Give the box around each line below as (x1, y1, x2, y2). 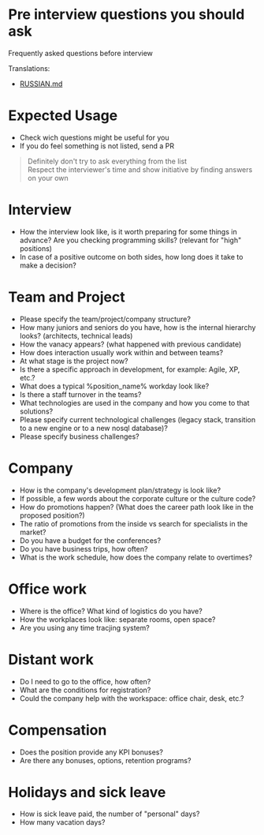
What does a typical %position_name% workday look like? (19, 381, 210, 391)
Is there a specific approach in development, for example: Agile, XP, (19, 365, 240, 374)
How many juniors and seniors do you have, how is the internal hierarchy (19, 322, 256, 332)
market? (19, 527, 46, 537)
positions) (19, 243, 53, 253)
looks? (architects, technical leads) (19, 331, 133, 340)
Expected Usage (8, 107, 118, 125)
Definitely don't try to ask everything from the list (27, 156, 188, 166)
